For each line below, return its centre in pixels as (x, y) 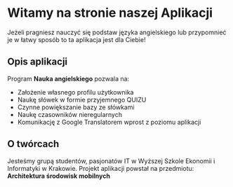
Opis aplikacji (38, 62)
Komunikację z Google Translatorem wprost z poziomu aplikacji (109, 122)
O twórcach (33, 144)
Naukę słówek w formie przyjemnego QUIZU (82, 99)
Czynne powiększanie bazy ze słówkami (76, 107)
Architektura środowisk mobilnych (59, 176)
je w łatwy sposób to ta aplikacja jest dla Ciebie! (76, 39)
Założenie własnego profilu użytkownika (75, 92)
